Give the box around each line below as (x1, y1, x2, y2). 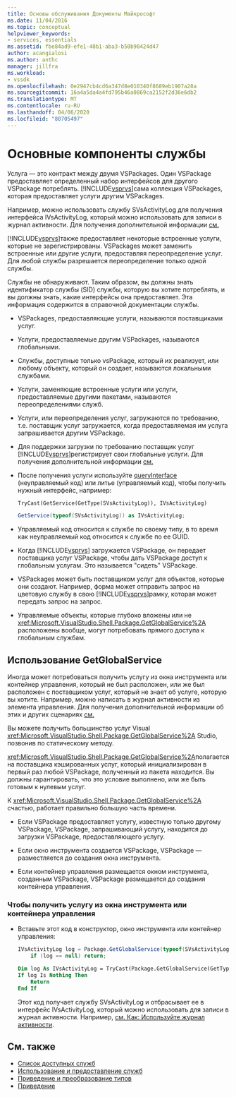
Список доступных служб (17, 1060, 96, 1068)
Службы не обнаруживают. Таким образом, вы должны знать (7, 277, 194, 286)
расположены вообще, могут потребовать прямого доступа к (17, 626, 205, 635)
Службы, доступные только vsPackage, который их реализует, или (17, 356, 219, 364)
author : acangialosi (7, 50, 68, 57)
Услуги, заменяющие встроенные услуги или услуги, (17, 385, 178, 393)
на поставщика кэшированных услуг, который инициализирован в (7, 760, 207, 769)
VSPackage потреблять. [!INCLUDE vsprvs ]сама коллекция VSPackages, (7, 184, 223, 193)
